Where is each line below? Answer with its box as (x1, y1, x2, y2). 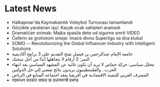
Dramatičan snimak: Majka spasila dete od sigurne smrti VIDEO (11, 30, 140, 36)
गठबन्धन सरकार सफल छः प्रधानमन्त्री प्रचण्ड (11, 77, 79, 83)
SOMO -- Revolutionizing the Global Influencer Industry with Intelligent (11, 40, 155, 46)
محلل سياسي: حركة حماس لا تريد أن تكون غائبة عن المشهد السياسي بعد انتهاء (11, 61, 155, 67)
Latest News (4, 3, 57, 14)
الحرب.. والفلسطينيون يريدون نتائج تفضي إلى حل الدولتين (11, 66, 117, 72)
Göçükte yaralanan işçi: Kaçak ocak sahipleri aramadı (11, 24, 121, 30)
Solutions (11, 45, 31, 51)
